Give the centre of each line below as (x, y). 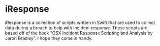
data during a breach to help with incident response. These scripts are (76, 27)
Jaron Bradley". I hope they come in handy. (49, 38)
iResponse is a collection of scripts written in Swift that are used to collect (80, 23)
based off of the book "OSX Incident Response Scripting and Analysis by (79, 33)
